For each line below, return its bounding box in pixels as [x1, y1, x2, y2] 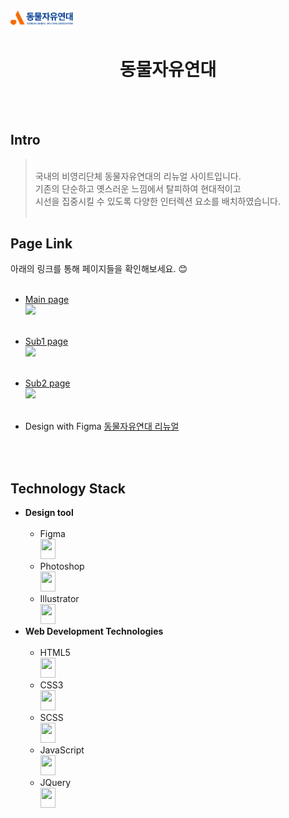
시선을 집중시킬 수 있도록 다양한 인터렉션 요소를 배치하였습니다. [34, 195, 282, 207]
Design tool [24, 507, 74, 519]
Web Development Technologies [24, 625, 164, 638]
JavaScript [39, 744, 85, 756]
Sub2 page [24, 377, 71, 389]
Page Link [10, 235, 73, 252]
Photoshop [39, 560, 85, 573]
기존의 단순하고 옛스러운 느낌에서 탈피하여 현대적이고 [34, 182, 242, 194]
